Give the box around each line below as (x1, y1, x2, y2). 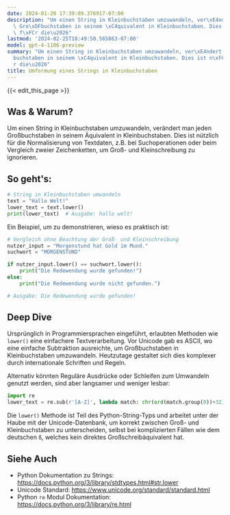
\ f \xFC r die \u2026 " (13, 29, 72, 36)
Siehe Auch (7, 453, 57, 464)
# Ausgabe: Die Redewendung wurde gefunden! (7, 292, 136, 299)
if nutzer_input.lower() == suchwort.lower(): (7, 261, 142, 268)
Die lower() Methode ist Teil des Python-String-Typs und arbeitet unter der (7, 412, 219, 420)
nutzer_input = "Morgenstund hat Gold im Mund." (7, 242, 149, 249)
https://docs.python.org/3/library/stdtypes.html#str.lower (16, 479, 179, 486)
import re (7, 392, 36, 399)
